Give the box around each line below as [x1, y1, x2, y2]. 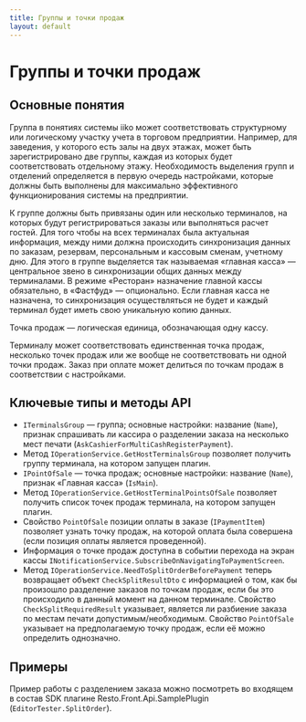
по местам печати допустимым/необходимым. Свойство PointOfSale [22, 613, 294, 624]
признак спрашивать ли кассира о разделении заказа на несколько [22, 429, 290, 440]
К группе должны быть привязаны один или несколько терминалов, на [9, 207, 288, 218]
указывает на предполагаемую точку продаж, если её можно [22, 623, 266, 634]
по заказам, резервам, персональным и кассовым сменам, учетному [9, 246, 283, 256]
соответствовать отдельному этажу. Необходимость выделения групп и [9, 161, 295, 172]
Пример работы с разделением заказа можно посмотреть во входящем [9, 684, 294, 695]
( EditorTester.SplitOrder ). [9, 703, 112, 714]
